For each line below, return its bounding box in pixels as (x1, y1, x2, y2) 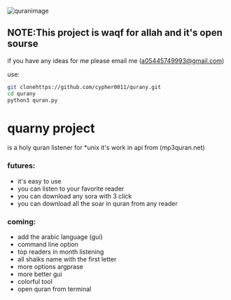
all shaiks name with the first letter (17, 254, 117, 263)
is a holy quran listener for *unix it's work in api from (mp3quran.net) (7, 144, 205, 152)
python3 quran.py (7, 97, 58, 104)
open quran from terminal (17, 285, 92, 293)
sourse (7, 38, 38, 50)
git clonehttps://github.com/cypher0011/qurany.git (7, 83, 161, 90)
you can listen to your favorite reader (17, 184, 125, 193)
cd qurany (7, 90, 36, 97)
